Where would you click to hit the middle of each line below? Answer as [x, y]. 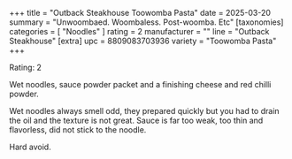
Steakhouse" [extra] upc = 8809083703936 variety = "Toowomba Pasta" [143, 41]
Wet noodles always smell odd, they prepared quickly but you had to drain [145, 111]
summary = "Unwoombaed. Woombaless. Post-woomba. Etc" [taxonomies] [146, 22]
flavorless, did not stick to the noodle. [78, 130]
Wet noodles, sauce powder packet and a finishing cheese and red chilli [140, 84]
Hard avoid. [30, 147]
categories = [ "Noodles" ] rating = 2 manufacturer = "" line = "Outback [139, 31]
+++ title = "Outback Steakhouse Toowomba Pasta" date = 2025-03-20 [140, 13]
